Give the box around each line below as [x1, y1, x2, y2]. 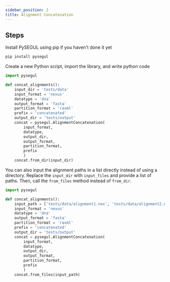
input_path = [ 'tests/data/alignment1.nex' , [14, 201, 110, 206]
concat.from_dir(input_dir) [14, 158, 73, 163]
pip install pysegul [5, 54, 49, 59]
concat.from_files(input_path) [14, 272, 80, 277]
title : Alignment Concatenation [5, 12, 73, 17]
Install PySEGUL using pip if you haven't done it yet [5, 44, 112, 51]
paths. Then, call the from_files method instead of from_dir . [5, 178, 132, 184]
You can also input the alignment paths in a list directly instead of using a [5, 167, 158, 173]
